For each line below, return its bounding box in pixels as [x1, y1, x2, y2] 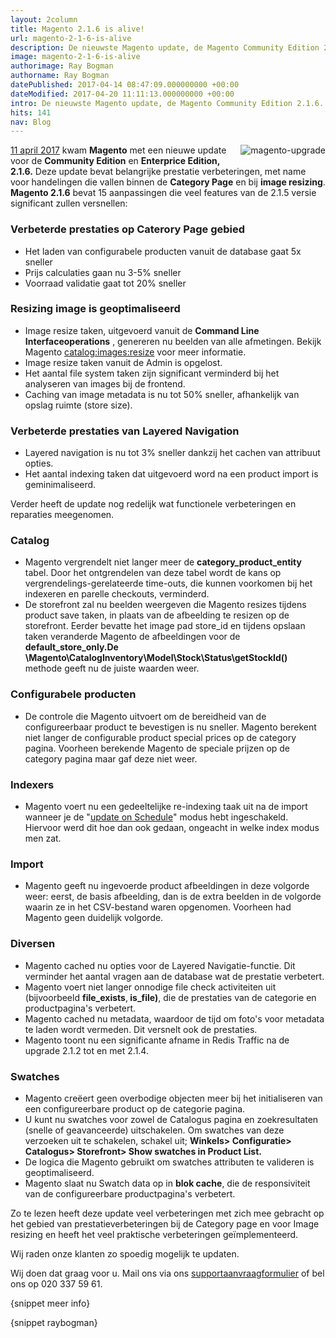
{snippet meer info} [10, 1297, 91, 1309]
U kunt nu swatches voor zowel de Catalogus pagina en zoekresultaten [24, 1113, 319, 1125]
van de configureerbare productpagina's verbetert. [24, 1187, 236, 1200]
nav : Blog [10, 117, 52, 127]
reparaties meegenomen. [10, 509, 115, 521]
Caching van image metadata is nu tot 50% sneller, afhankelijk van [24, 388, 300, 400]
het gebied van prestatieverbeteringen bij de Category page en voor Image [10, 1217, 320, 1230]
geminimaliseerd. [24, 479, 97, 491]
